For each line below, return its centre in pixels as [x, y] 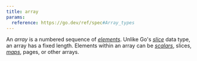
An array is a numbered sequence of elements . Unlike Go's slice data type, [98, 40]
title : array [22, 12]
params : [16, 17]
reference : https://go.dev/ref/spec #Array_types [73, 23]
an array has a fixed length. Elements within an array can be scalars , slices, [99, 46]
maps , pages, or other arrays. [43, 52]
